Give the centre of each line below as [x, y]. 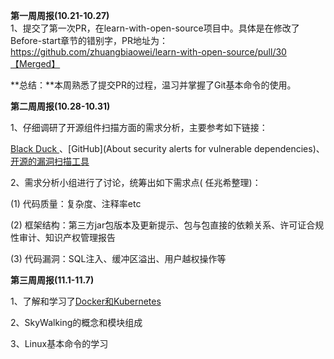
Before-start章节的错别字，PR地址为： [89, 40]
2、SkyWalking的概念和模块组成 [76, 322]
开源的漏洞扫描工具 [50, 161]
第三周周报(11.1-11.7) [52, 280]
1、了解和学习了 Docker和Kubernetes [86, 301]
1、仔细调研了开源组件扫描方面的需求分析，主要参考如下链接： [139, 127]
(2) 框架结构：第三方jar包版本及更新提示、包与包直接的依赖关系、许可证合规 [167, 225]
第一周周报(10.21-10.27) [60, 15]
